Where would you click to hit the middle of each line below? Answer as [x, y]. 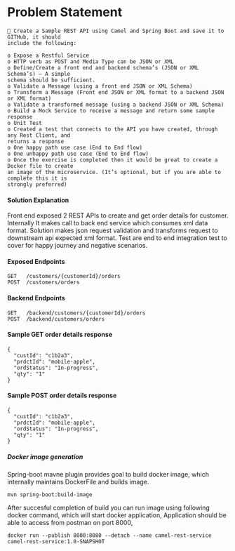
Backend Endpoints [36, 298]
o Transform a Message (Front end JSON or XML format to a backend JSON [116, 92]
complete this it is [38, 178]
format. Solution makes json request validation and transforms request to [113, 231]
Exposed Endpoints [36, 261]
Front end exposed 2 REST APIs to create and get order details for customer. [118, 215]
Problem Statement [65, 12]
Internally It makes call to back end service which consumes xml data [108, 223]
